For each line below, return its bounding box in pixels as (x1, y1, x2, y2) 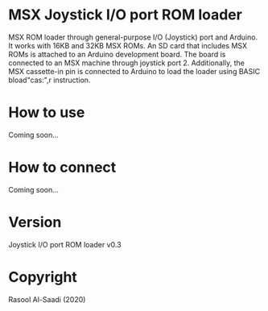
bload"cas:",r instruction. (8, 75, 91, 85)
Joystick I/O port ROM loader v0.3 (8, 239, 122, 249)
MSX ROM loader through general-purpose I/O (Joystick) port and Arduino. (8, 32, 258, 42)
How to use (8, 103, 85, 122)
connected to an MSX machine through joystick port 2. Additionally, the (8, 58, 245, 68)
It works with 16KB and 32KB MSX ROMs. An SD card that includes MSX (8, 40, 248, 50)
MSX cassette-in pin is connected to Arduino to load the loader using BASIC (8, 66, 260, 76)
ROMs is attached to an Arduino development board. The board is (8, 49, 226, 59)
